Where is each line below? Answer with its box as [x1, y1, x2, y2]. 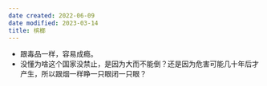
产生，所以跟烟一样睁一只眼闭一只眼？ [19, 69, 147, 79]
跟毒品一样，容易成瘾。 [19, 49, 98, 59]
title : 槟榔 [8, 26, 46, 34]
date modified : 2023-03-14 [8, 19, 99, 27]
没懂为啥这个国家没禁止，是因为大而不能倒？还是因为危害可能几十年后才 [19, 59, 259, 68]
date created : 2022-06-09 [8, 11, 95, 20]
